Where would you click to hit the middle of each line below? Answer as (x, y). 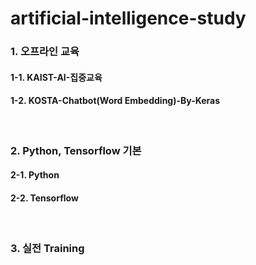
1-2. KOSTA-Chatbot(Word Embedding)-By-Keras (115, 101)
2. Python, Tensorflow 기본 (76, 150)
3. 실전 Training (47, 248)
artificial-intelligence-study (128, 18)
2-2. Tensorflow (44, 198)
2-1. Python (35, 175)
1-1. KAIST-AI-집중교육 (56, 77)
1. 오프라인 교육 (45, 52)
